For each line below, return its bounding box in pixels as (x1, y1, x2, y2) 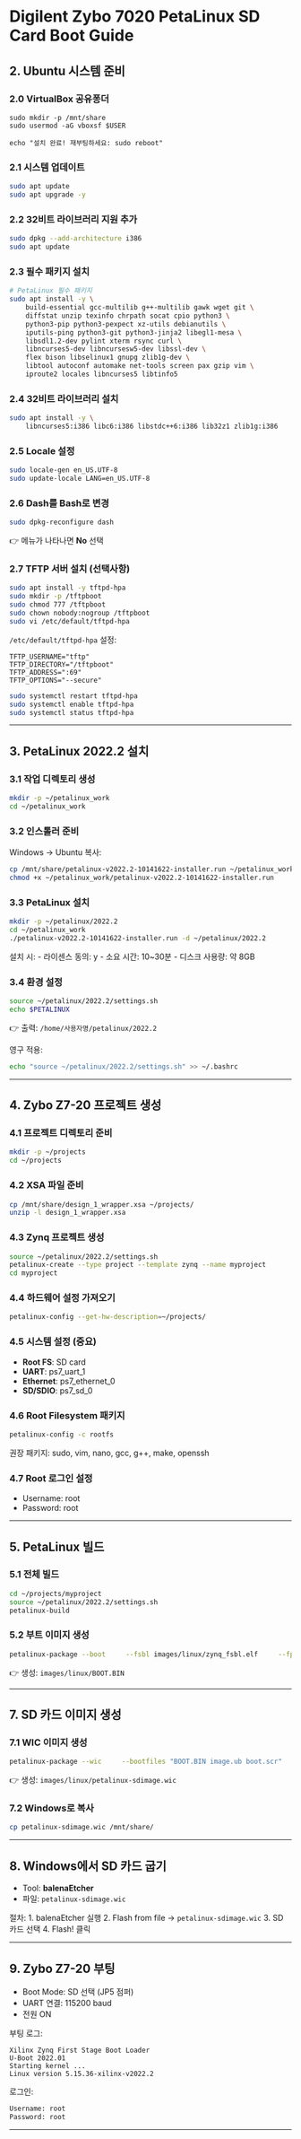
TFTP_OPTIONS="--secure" (9, 676, 102, 685)
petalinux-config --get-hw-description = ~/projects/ (9, 1313, 206, 1322)
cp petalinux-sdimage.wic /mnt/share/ (9, 1823, 154, 1832)
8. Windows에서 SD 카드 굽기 (9, 1858, 168, 1873)
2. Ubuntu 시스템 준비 (9, 63, 125, 78)
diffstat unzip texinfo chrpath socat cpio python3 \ (25, 311, 230, 320)
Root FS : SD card (21, 1357, 87, 1367)
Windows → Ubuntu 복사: (9, 847, 102, 858)
